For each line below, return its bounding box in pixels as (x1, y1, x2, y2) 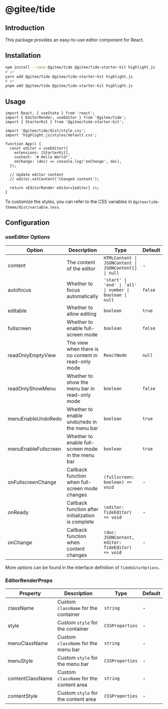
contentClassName (7, 675, 53, 682)
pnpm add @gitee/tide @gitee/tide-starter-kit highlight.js (5, 83, 133, 88)
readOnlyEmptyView (7, 352, 56, 359)
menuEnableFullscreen (7, 445, 61, 452)
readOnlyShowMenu (7, 385, 56, 392)
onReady (7, 509, 29, 516)
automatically (66, 292, 98, 299)
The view (66, 339, 88, 346)
